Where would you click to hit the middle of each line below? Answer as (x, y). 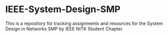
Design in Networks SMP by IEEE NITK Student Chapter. (65, 28)
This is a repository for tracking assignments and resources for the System (84, 23)
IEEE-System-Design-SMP (63, 9)
